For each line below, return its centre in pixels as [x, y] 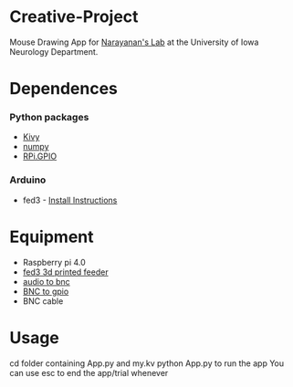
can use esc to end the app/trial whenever [89, 372]
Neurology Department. [54, 51]
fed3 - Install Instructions [70, 200]
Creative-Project [74, 17]
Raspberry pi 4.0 [54, 262]
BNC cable [43, 301]
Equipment [52, 237]
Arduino [28, 180]
